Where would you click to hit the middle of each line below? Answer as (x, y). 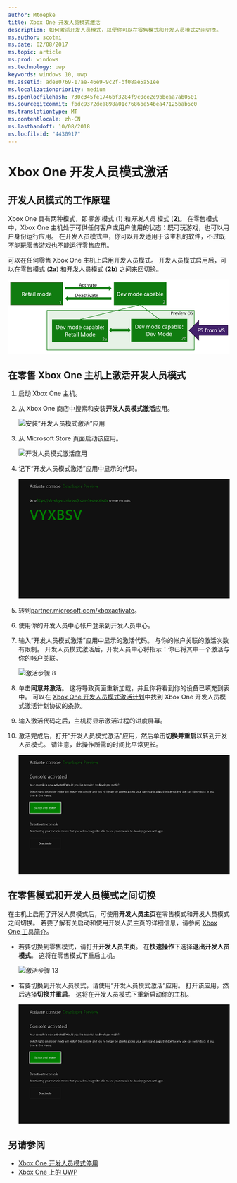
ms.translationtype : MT (43, 112)
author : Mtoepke (32, 15)
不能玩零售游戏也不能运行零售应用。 (60, 245)
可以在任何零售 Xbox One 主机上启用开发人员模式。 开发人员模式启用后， (114, 260)
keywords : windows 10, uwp (47, 74)
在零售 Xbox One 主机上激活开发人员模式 (97, 375)
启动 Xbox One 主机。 (50, 394)
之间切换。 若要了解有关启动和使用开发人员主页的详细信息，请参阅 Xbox (113, 923)
